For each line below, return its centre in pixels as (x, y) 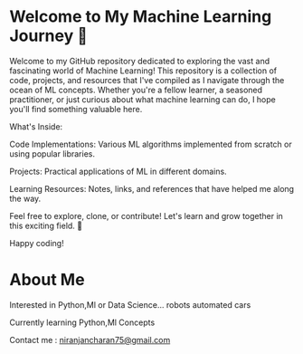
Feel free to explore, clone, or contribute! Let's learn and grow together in (146, 215)
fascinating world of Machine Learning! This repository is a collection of (143, 71)
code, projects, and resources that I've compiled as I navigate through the (147, 80)
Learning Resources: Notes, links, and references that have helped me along (152, 188)
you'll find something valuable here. (76, 109)
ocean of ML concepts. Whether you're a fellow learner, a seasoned (136, 90)
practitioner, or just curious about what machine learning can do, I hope (142, 99)
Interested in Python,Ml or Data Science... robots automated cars (130, 304)
